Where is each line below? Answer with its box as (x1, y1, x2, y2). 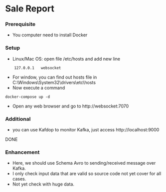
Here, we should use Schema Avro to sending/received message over (12, 160, 156, 166)
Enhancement (5, 149, 40, 156)
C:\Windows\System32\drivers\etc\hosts (12, 79, 96, 85)
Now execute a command (12, 85, 65, 91)
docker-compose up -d (5, 94, 50, 99)
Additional (5, 115, 31, 122)
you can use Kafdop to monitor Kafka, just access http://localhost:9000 (12, 127, 160, 133)
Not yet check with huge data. (12, 181, 75, 187)
